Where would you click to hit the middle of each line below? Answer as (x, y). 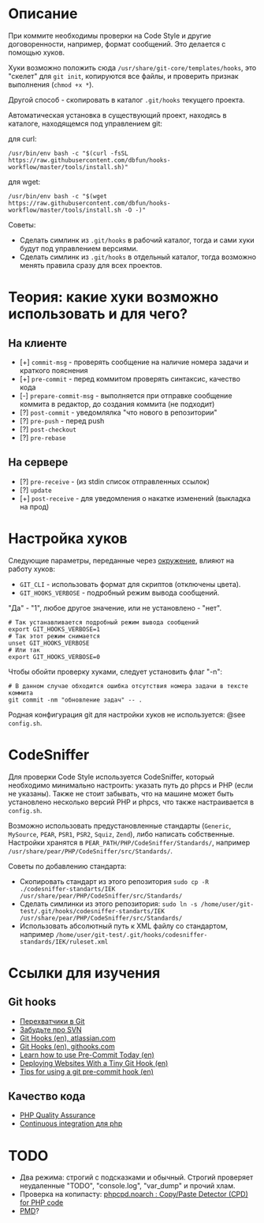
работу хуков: (32, 569)
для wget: (24, 182)
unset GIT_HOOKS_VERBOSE (49, 643)
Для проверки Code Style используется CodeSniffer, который (112, 777)
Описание (43, 14)
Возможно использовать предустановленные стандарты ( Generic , (120, 826)
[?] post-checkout (48, 429)
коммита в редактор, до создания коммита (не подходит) (117, 404)
